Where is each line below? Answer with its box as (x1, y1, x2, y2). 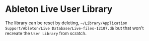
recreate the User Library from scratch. (5, 30, 87, 36)
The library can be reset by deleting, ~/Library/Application (5, 20, 128, 26)
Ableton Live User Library (5, 3, 113, 15)
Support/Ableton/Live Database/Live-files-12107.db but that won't (5, 25, 144, 31)
